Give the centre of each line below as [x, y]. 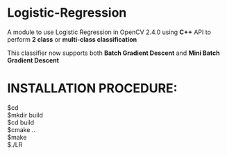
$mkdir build [25, 115]
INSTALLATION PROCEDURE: [92, 89]
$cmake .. [22, 129]
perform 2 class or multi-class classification [72, 39]
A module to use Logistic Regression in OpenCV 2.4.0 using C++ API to [109, 32]
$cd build [21, 122]
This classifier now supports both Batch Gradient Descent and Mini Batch [113, 53]
